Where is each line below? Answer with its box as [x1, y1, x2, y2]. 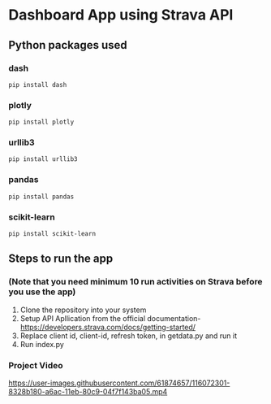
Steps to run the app [8, 252, 114, 266]
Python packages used [8, 38, 127, 52]
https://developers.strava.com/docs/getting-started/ [19, 322, 196, 332]
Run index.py [19, 339, 65, 349]
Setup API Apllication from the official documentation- [19, 313, 201, 323]
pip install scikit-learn [8, 230, 96, 238]
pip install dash [8, 80, 67, 89]
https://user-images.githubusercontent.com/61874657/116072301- [8, 378, 230, 388]
